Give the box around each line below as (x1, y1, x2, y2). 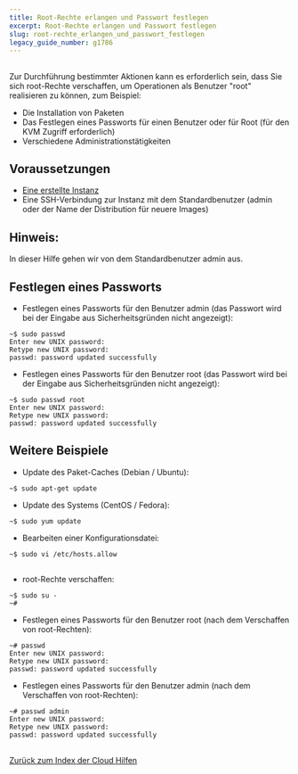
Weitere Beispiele (9, 443, 109, 458)
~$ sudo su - (9, 591, 58, 600)
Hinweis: (9, 229, 60, 245)
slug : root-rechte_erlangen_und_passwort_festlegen (9, 29, 205, 38)
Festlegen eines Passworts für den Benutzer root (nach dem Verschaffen (21, 614, 290, 625)
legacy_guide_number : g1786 (9, 37, 114, 47)
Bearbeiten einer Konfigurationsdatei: (21, 532, 160, 543)
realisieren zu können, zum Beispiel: (9, 90, 141, 101)
